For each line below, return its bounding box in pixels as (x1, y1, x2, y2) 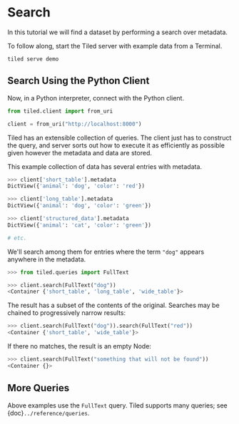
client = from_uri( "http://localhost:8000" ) (7, 120, 142, 128)
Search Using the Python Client (7, 75, 150, 87)
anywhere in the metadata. (7, 254, 86, 264)
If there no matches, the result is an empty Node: (7, 342, 152, 350)
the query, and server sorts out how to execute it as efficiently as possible (7, 140, 225, 150)
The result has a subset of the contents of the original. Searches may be (7, 301, 220, 310)
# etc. (7, 234, 27, 242)
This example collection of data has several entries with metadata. (7, 162, 202, 171)
